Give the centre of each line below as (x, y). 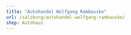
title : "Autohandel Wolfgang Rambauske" (57, 12)
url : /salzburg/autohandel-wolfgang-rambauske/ (66, 17)
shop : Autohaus (25, 23)
